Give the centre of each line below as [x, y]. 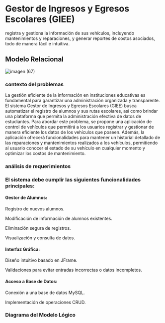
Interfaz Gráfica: [23, 249]
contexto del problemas [34, 84]
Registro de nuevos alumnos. [35, 209]
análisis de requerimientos [38, 166]
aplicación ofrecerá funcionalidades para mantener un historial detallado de [83, 138]
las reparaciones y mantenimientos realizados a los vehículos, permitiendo [82, 143]
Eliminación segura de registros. [38, 228]
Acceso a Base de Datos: [31, 281]
